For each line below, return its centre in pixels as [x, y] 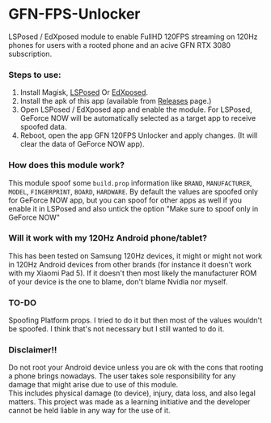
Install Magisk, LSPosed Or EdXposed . [84, 92]
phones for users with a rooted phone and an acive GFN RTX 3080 [120, 45]
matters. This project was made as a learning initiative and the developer [129, 402]
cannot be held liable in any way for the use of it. [90, 411]
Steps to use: [35, 75]
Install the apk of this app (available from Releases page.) [116, 101]
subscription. [30, 53]
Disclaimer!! [33, 350]
